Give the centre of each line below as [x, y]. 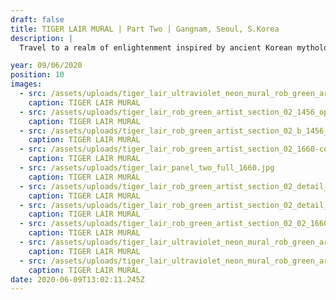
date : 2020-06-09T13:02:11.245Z [77, 279]
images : [26, 84]
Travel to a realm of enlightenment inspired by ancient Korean [156, 47]
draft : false [37, 19]
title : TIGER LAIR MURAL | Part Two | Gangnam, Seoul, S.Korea [145, 29]
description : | [42, 38]
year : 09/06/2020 [46, 66]
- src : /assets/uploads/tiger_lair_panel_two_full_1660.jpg [147, 168]
